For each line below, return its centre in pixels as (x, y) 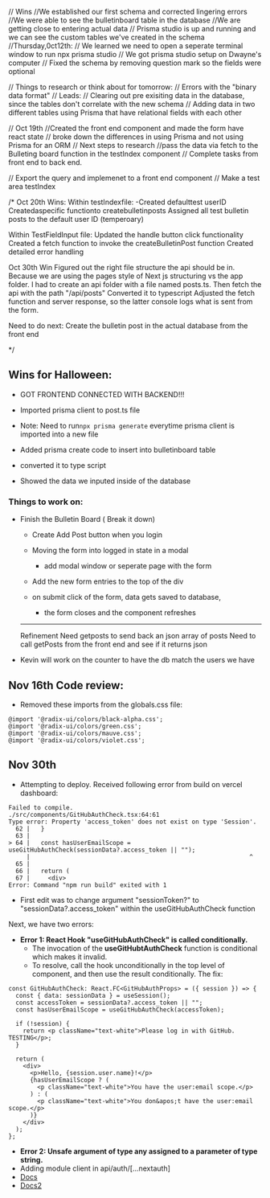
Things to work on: (46, 502)
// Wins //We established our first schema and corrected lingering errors (128, 12)
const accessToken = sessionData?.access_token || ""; (109, 1003)
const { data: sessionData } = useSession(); (93, 995)
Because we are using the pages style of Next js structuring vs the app (126, 276)
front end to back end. (45, 162)
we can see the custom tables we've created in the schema (106, 37)
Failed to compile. (41, 807)
